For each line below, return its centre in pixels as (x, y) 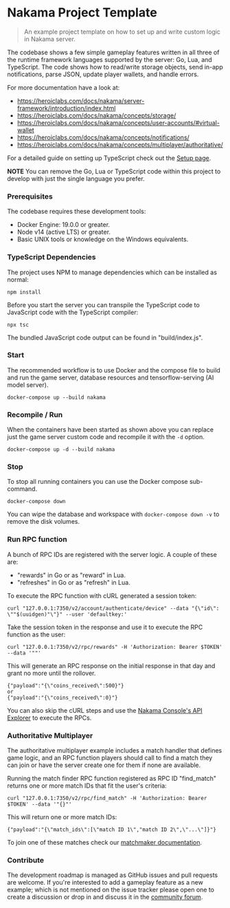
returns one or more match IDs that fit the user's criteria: (87, 786)
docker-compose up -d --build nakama (61, 450)
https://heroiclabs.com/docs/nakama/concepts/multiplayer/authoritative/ (120, 144)
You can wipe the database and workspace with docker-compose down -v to (113, 514)
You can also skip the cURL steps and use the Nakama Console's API (105, 710)
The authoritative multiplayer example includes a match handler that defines (115, 751)
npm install (24, 292)
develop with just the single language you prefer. (76, 178)
